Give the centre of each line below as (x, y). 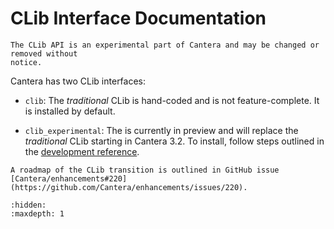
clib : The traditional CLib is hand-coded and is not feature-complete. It (172, 100)
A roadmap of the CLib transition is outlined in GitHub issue (145, 170)
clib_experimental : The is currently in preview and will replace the (161, 130)
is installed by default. (70, 111)
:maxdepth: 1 (37, 213)
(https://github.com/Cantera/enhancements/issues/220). (129, 187)
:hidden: (28, 205)
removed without (44, 53)
